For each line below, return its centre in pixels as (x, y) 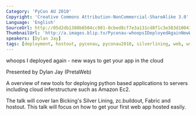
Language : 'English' (31, 22)
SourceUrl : (19, 28)
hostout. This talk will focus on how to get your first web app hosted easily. (96, 107)
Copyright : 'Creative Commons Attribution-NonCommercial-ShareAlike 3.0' (98, 17)
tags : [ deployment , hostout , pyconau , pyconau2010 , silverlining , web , (95, 44)
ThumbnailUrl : (23, 33)
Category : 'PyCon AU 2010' (39, 11)
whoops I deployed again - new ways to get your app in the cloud (85, 60)
